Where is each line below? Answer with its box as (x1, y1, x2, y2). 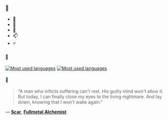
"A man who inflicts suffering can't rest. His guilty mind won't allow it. (17, 88, 164, 94)
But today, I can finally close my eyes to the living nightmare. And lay (17, 94, 162, 100)
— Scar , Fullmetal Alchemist (5, 109, 67, 115)
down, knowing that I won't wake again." (17, 99, 103, 105)
